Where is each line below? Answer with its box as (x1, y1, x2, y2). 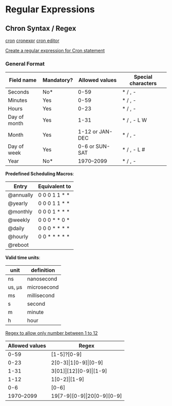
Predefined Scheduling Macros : (5, 170, 74, 177)
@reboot (8, 242, 29, 249)
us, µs (8, 284, 23, 291)
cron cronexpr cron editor (5, 37, 60, 44)
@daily (8, 225, 25, 232)
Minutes (8, 97, 28, 104)
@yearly (8, 200, 28, 207)
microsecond (27, 284, 59, 291)
